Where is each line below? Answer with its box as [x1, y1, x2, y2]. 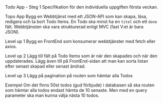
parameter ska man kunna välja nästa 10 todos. [5, 92, 100, 98]
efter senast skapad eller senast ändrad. [5, 63, 86, 69]
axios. [5, 44, 17, 49]
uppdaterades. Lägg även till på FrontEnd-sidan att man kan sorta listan [5, 58, 148, 64]
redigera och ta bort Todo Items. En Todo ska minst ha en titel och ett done [5, 19, 157, 24]
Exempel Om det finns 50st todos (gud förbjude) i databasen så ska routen [5, 82, 155, 88]
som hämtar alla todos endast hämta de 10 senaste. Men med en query [5, 87, 147, 93]
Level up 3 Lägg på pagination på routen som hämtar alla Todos [5, 73, 133, 78]
